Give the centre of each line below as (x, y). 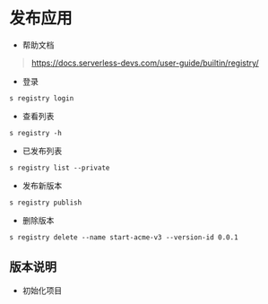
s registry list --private (60, 168)
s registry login (42, 98)
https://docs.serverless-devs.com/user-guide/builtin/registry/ (145, 63)
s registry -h (36, 133)
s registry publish (46, 203)
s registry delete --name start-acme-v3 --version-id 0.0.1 (124, 237)
